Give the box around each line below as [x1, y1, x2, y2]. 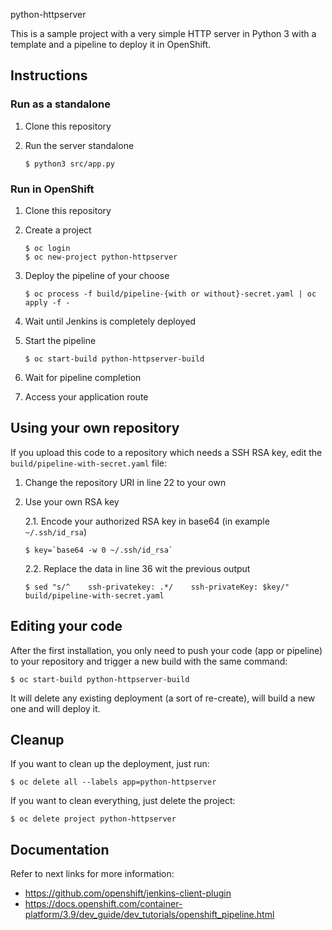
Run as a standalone [10, 97, 112, 111]
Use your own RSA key [24, 495, 120, 508]
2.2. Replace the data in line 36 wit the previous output [24, 562, 251, 574]
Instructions [10, 67, 88, 84]
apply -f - [24, 297, 71, 308]
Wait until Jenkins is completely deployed [24, 315, 197, 327]
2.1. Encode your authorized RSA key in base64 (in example [24, 515, 270, 527]
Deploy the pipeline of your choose [24, 269, 170, 281]
